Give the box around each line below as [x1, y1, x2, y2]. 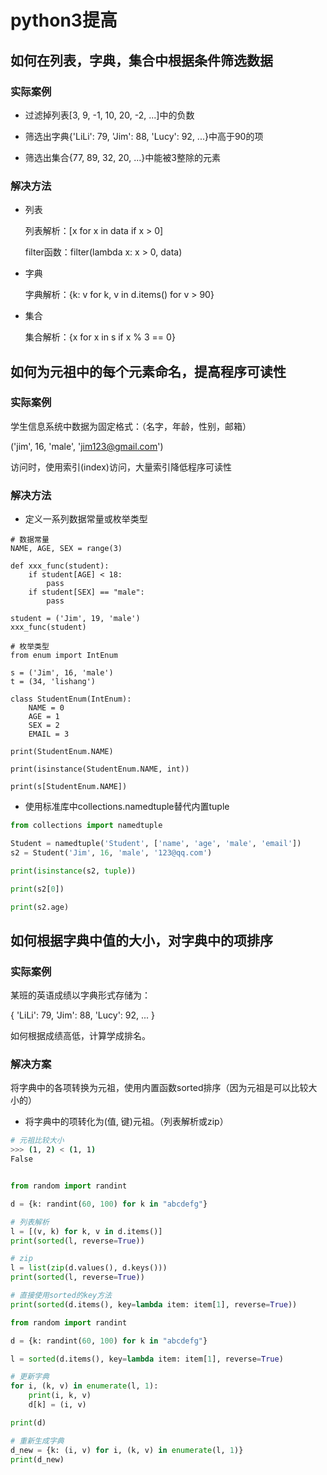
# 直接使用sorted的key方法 [10, 1291, 112, 1301]
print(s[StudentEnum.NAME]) [10, 782, 128, 792]
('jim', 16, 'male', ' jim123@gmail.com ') [10, 440, 164, 452]
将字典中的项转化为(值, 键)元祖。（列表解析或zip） [24, 1116, 229, 1128]
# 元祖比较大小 [10, 1136, 65, 1146]
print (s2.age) [10, 902, 70, 912]
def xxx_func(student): [10, 561, 110, 571]
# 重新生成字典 [10, 1436, 65, 1446]
